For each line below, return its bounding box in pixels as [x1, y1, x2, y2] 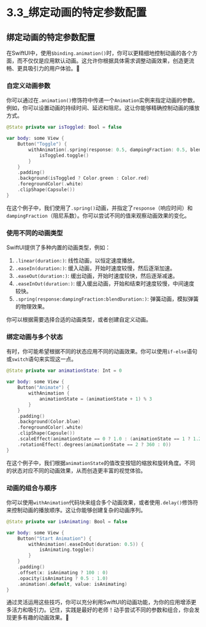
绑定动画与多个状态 [6, 333, 63, 341]
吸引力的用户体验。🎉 [27, 65, 80, 72]
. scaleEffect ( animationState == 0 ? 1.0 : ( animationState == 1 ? [17, 436, 191, 442]
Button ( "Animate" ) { [17, 385, 70, 391]
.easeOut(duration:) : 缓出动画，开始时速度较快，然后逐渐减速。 [15, 272, 178, 280]
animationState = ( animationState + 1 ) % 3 [39, 396, 152, 402]
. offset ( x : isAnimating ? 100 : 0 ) [17, 569, 109, 575]
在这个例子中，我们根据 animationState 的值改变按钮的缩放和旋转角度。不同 [6, 459, 196, 466]
